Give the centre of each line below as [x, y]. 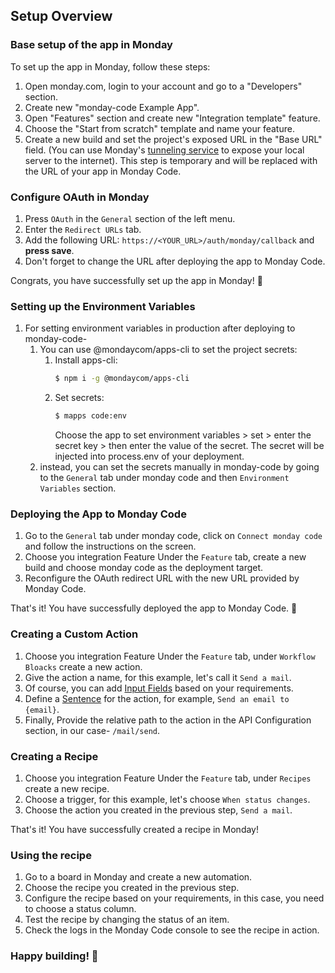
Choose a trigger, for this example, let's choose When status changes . [167, 799]
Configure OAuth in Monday [80, 197]
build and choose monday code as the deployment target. [144, 568]
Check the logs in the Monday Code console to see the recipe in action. [172, 930]
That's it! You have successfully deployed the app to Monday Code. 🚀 [154, 608]
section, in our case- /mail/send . [92, 730]
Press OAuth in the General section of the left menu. [130, 218]
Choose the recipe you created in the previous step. [132, 888]
